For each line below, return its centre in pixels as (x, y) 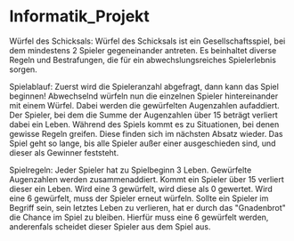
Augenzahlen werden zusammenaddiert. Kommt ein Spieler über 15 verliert (147, 179)
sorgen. (23, 69)
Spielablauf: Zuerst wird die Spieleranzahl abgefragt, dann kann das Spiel (144, 86)
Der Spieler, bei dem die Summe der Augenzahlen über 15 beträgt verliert (143, 115)
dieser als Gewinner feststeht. (64, 152)
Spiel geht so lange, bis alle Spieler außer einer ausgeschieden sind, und (143, 143)
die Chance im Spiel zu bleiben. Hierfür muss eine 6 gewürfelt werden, (139, 217)
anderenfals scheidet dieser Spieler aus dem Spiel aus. (110, 226)
